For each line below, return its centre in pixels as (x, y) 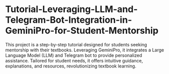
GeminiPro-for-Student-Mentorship (82, 31)
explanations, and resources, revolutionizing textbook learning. (71, 66)
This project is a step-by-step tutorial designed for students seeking (76, 44)
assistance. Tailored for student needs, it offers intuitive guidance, (74, 60)
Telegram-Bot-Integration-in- (69, 20)
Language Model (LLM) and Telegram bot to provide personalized (74, 55)
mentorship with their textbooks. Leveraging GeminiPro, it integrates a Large (85, 50)
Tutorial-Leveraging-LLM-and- (72, 9)
